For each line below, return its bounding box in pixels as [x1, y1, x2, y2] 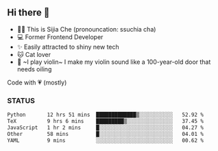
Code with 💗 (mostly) [7, 78, 67, 86]
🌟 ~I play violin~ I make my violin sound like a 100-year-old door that [16, 58, 211, 66]
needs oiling [16, 65, 52, 73]
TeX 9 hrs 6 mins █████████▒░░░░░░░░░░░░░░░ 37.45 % [7, 117, 204, 124]
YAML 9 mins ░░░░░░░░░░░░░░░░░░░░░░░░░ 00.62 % [7, 137, 204, 144]
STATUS [7, 95, 36, 105]
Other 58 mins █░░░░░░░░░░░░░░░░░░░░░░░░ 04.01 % [7, 130, 204, 137]
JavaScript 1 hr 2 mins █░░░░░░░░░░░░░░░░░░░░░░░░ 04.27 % [7, 124, 204, 131]
